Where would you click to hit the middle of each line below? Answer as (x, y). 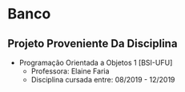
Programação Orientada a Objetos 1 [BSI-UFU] (96, 62)
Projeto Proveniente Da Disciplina (92, 44)
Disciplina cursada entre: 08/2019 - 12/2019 (103, 80)
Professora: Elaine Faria (70, 71)
